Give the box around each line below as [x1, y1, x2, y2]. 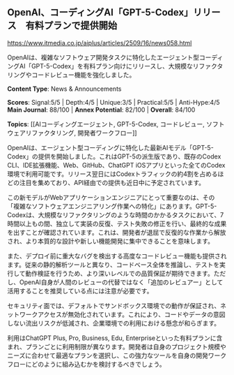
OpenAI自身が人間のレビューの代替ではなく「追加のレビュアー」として [19, 278, 224, 286]
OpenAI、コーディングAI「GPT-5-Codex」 [7, 6, 194, 19]
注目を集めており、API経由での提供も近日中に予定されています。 [19, 178, 205, 186]
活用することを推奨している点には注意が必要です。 [7, 286, 153, 295]
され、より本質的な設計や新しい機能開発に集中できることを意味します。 [7, 237, 214, 245]
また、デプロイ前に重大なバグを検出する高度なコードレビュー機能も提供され [7, 251, 227, 260]
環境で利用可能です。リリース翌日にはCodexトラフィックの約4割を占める [7, 170, 218, 178]
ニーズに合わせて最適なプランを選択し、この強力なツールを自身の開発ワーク [7, 351, 227, 360]
